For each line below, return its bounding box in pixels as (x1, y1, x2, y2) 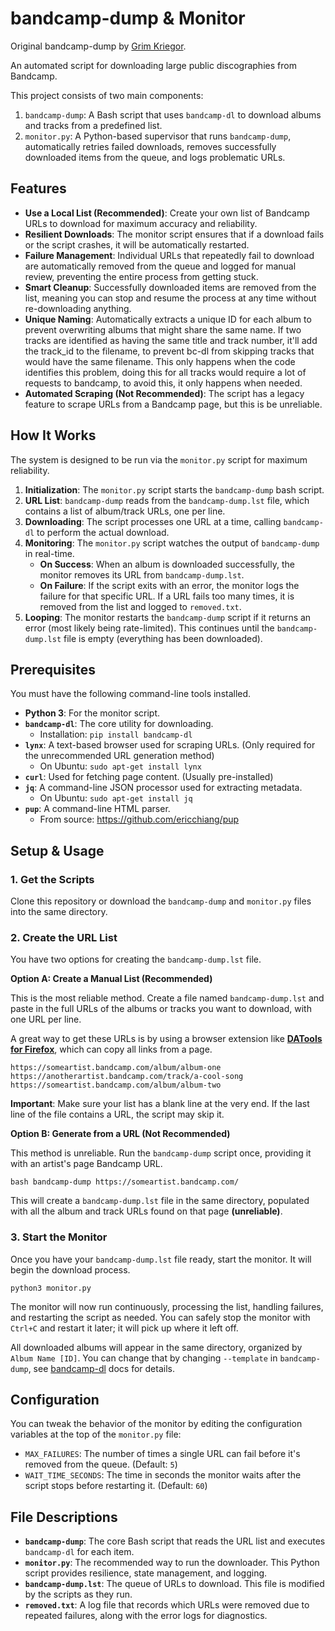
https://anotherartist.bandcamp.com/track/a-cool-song (10, 1072, 244, 1082)
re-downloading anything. (24, 302, 132, 314)
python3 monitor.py (10, 1283, 92, 1293)
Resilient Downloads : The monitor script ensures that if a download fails (24, 228, 325, 240)
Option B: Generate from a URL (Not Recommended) (10, 1128, 231, 1140)
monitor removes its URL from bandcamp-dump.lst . (39, 568, 245, 581)
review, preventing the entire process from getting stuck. (24, 270, 259, 282)
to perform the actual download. (36, 526, 170, 538)
